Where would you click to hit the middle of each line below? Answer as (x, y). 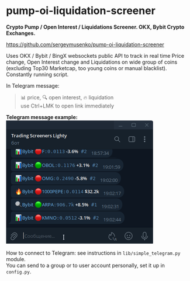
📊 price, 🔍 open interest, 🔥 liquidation (67, 97)
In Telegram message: (33, 85)
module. (16, 259)
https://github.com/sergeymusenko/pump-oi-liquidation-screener (85, 44)
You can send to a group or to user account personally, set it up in (86, 265)
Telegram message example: (42, 117)
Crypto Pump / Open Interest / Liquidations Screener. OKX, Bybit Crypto (95, 27)
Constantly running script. (37, 74)
